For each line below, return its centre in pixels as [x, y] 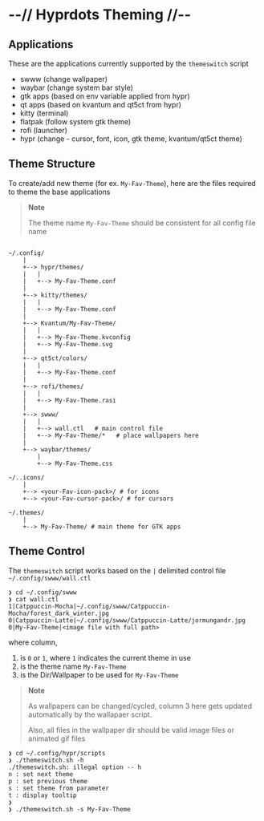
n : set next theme [41, 774]
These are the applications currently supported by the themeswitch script [128, 63]
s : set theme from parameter [59, 788]
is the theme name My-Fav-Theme [73, 666]
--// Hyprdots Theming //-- [100, 15]
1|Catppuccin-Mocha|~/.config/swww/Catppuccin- [89, 606]
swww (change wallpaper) [64, 79]
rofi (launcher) [44, 130]
